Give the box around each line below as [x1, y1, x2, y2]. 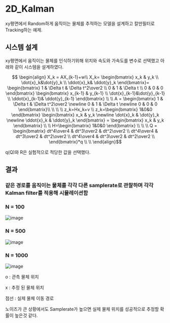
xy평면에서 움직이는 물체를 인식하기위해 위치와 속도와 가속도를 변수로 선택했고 [5, 57, 159, 63]
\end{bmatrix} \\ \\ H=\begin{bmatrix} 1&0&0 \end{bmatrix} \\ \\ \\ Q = [13, 122, 157, 128]
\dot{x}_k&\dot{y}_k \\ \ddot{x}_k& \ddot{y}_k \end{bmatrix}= [21, 79, 150, 85]
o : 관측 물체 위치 [5, 273, 39, 279]
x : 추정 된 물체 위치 [5, 284, 44, 291]
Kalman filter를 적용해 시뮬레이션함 [5, 190, 88, 197]
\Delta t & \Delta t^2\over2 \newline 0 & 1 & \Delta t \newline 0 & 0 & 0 [13, 101, 158, 107]
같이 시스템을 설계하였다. [14, 64, 64, 70]
